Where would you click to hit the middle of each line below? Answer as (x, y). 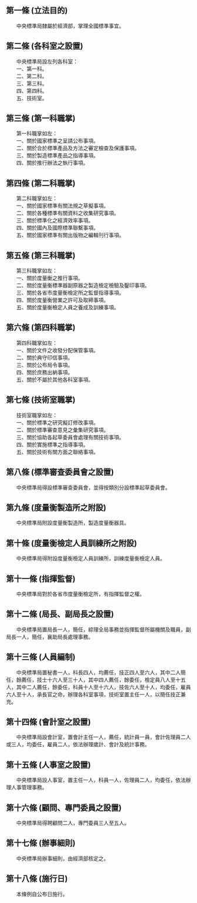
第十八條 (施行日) (37, 879)
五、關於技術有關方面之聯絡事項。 (57, 451)
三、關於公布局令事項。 (45, 365)
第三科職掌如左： (37, 271)
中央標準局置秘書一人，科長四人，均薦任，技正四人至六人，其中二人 (98, 672)
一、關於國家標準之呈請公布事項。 (57, 141)
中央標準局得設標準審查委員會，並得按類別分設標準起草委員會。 (93, 487)
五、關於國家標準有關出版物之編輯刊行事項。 (70, 235)
